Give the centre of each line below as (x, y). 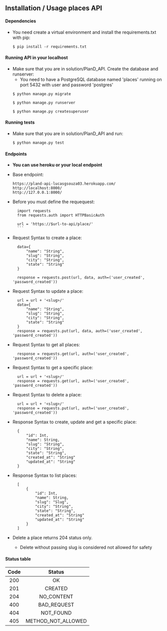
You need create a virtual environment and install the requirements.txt (84, 32)
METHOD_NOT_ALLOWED (56, 621)
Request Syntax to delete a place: (47, 395)
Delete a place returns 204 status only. (52, 538)
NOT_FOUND (56, 613)
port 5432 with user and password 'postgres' (66, 85)
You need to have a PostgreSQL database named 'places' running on (91, 79)
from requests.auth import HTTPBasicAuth (61, 215)
